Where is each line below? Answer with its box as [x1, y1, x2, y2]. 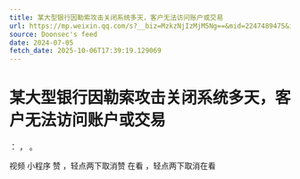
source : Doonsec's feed [9, 30, 98, 38]
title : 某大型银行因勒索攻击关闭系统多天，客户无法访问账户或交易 [9, 13, 224, 22]
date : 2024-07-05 [9, 38, 74, 47]
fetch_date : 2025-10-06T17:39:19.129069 [9, 47, 162, 55]
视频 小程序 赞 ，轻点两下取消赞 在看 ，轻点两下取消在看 [9, 160, 216, 171]
